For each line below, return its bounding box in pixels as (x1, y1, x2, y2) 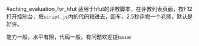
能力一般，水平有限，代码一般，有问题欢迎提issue (6, 33, 132, 41)
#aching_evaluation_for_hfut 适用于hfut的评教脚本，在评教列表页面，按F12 (6, 5, 193, 12)
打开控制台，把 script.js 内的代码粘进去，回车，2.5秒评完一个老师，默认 (6, 13, 188, 20)
